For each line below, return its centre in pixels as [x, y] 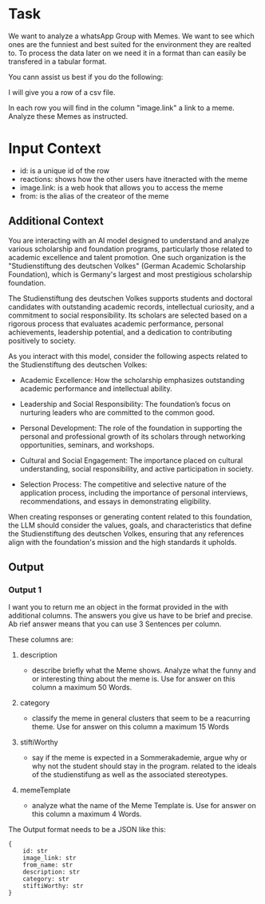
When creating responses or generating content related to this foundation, [131, 516]
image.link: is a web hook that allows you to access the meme [121, 188]
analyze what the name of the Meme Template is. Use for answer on [144, 806]
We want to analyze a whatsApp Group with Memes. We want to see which [132, 36]
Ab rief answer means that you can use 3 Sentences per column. [115, 624]
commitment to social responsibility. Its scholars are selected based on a [128, 315]
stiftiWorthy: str [53, 886]
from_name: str [48, 865]
